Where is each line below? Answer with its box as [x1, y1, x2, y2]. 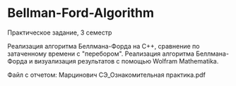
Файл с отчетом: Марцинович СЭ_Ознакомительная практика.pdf [7, 70, 206, 79]
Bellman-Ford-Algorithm [7, 5, 154, 21]
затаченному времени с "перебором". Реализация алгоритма [7, 49, 194, 58]
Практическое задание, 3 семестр [7, 28, 112, 37]
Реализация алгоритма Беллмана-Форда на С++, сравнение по [7, 42, 200, 50]
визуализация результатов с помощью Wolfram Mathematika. [34, 56, 219, 65]
